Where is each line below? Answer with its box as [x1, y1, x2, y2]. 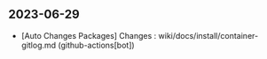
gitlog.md [20, 40, 57, 50]
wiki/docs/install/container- [158, 30, 259, 41]
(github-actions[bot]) [58, 40, 135, 50]
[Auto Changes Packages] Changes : [20, 30, 157, 41]
